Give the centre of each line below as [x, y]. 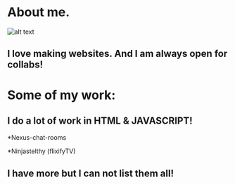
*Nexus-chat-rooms [37, 138]
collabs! [25, 65]
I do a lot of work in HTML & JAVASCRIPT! [100, 120]
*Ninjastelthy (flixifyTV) [42, 151]
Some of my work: [62, 95]
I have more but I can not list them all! [91, 173]
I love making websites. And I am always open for [118, 54]
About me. [39, 12]
